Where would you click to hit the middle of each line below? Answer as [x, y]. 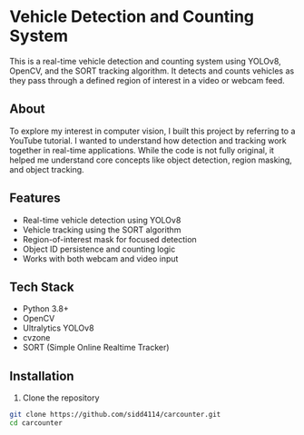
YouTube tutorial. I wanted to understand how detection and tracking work [148, 140]
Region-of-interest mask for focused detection [109, 239]
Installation [42, 376]
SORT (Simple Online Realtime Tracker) [96, 348]
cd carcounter [36, 423]
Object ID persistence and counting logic [99, 249]
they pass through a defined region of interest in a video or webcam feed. [147, 80]
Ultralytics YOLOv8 [58, 328]
